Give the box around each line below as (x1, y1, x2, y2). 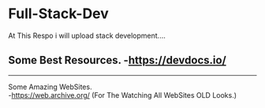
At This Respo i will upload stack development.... (8, 31, 166, 40)
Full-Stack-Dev (8, 5, 109, 23)
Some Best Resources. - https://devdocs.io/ (8, 54, 226, 67)
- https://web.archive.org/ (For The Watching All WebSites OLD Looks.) (8, 90, 237, 99)
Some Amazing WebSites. (8, 82, 92, 91)
